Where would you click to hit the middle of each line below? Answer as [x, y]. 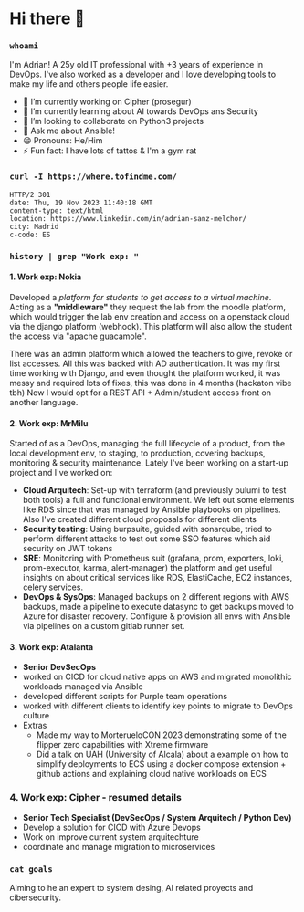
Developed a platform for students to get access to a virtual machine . [141, 297]
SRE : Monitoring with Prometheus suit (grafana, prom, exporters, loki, [153, 558]
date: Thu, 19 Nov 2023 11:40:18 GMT [81, 203]
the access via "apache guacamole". [79, 336]
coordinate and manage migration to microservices [119, 846]
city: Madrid [34, 226]
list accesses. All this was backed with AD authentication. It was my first [145, 363]
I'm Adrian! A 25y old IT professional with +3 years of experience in [136, 65]
